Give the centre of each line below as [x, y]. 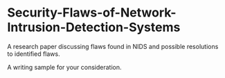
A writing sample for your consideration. [65, 67]
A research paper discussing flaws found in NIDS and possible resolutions [113, 46]
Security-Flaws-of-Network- [92, 13]
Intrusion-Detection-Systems [94, 27]
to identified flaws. [34, 54]
